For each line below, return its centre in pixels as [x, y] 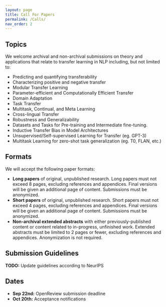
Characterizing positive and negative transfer [59, 82]
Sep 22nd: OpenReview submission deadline [59, 293]
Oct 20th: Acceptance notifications [49, 299]
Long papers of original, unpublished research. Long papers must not [85, 179]
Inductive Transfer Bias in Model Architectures [60, 130]
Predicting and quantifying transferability [55, 77]
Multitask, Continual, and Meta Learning [54, 109]
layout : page [19, 10]
